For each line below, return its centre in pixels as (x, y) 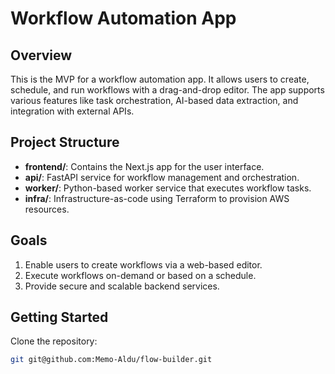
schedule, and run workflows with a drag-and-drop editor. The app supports (167, 90)
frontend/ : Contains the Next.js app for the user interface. (144, 166)
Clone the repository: (54, 341)
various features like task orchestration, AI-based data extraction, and (154, 100)
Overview (41, 55)
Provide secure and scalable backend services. (122, 286)
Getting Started (59, 317)
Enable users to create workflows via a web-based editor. (143, 264)
